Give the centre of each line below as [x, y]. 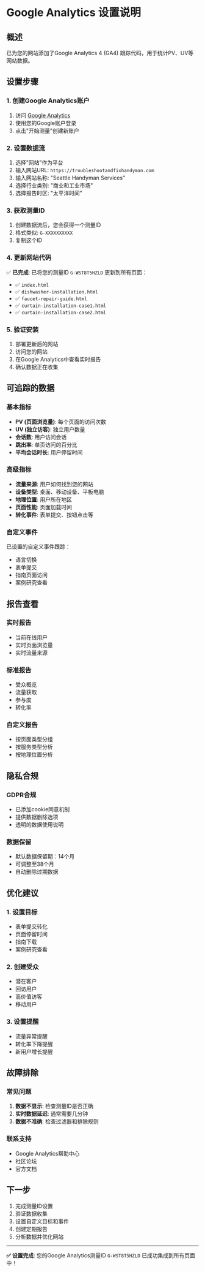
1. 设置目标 [22, 912]
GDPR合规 [21, 795]
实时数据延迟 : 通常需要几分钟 [52, 1114]
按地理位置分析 [34, 755]
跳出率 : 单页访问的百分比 [46, 444]
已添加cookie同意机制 [42, 809]
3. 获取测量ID [26, 210]
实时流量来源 [31, 653]
